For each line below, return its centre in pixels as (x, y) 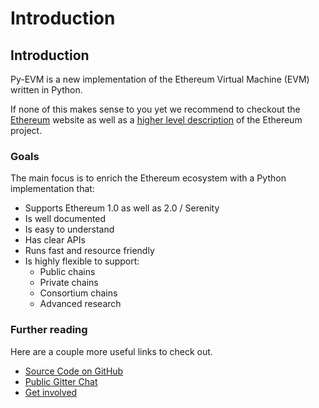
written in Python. (46, 90)
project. (26, 130)
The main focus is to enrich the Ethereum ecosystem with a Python (148, 178)
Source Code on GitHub (74, 371)
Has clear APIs (55, 240)
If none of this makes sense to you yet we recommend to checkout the (155, 109)
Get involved (51, 392)
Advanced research (80, 304)
